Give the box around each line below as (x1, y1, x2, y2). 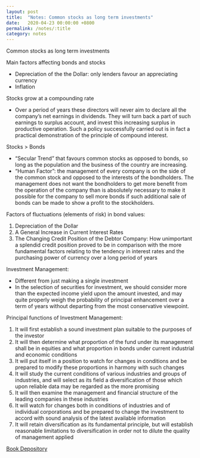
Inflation (14, 83, 35, 90)
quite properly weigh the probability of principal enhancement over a (14, 296, 184, 303)
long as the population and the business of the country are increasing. (14, 161, 188, 168)
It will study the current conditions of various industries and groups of (14, 370, 187, 377)
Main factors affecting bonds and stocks (6, 59, 106, 66)
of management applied (14, 434, 74, 441)
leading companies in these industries (14, 395, 109, 403)
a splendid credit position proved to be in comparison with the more (14, 241, 182, 248)
